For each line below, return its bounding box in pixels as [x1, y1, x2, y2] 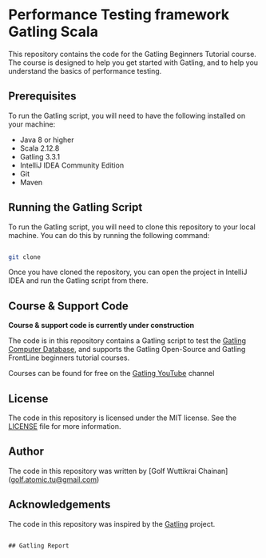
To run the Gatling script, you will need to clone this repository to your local [8, 222, 256, 232]
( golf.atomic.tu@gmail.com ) [8, 475, 100, 484]
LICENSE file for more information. [8, 422, 121, 431]
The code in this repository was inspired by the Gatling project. [8, 519, 216, 528]
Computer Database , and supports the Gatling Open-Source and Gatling [8, 345, 246, 354]
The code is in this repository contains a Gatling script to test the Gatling [8, 336, 246, 346]
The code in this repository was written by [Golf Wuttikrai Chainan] [8, 466, 228, 475]
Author [8, 445, 44, 459]
